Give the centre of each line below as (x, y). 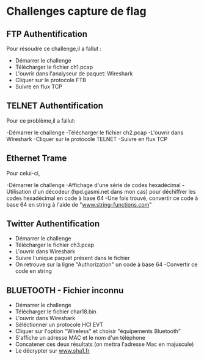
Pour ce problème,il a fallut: (41, 120)
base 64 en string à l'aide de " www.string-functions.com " (79, 204)
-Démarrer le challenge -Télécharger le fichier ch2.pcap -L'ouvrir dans (95, 132)
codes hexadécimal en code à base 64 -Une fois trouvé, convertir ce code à (102, 198)
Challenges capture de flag (76, 11)
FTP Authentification (47, 34)
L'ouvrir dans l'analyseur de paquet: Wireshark (74, 74)
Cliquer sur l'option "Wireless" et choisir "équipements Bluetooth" (98, 331)
